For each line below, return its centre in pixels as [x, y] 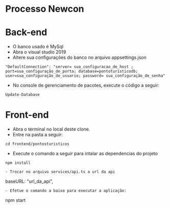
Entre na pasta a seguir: [38, 135]
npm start [16, 200]
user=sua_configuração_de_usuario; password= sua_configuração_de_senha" [86, 76]
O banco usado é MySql [38, 47]
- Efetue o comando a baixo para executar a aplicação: [66, 191]
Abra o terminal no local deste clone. [51, 129]
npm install [18, 163]
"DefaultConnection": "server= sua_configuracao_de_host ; [69, 67]
